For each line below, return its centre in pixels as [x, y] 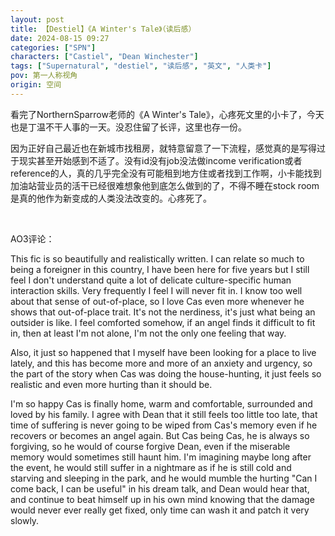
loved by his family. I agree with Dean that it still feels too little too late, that [164, 414]
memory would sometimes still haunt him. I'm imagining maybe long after [161, 457]
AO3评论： [32, 238]
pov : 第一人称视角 [44, 76]
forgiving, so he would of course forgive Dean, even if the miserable [150, 446]
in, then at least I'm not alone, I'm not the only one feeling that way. [148, 333]
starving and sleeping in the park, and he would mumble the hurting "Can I [164, 478]
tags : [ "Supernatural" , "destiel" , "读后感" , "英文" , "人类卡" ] [141, 66]
